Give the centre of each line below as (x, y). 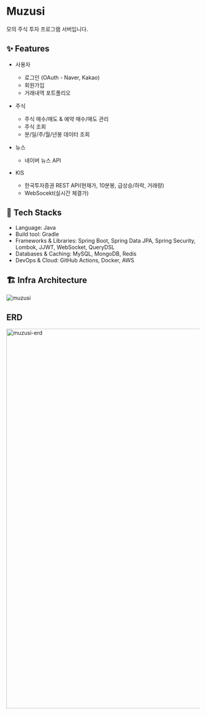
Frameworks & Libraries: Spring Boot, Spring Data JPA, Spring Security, (105, 240)
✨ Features (28, 49)
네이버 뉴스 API (43, 160)
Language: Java (36, 227)
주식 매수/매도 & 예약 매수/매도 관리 (67, 119)
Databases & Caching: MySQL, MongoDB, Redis (76, 254)
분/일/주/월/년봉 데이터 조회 (57, 134)
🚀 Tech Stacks (34, 213)
